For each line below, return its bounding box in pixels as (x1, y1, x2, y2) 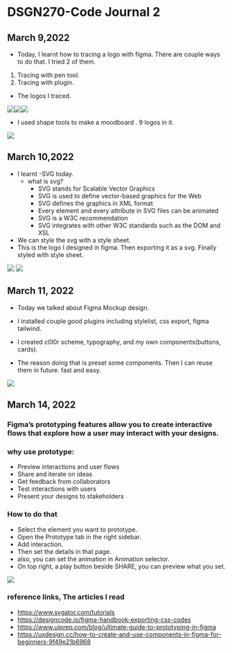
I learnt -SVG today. (17, 169, 74, 177)
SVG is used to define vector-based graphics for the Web (37, 191, 202, 200)
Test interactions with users (17, 485, 97, 493)
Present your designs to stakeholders (17, 492, 125, 500)
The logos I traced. (17, 92, 71, 100)
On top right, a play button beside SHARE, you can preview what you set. (17, 562, 226, 571)
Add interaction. (17, 540, 64, 548)
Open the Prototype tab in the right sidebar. (17, 532, 142, 541)
